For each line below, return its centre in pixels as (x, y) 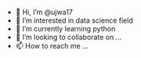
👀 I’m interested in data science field (74, 20)
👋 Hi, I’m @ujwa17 (44, 12)
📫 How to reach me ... (52, 46)
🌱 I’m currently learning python (65, 29)
